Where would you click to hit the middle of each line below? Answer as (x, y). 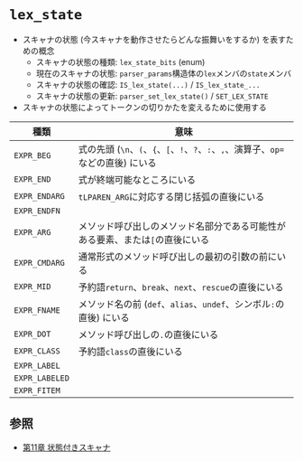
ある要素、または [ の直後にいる (144, 240)
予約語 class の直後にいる (130, 352)
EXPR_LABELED (42, 378)
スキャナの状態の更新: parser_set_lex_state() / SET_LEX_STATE (152, 96)
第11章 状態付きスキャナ (66, 447)
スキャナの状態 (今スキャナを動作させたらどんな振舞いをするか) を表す (154, 39)
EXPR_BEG (32, 155)
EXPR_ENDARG (40, 196)
